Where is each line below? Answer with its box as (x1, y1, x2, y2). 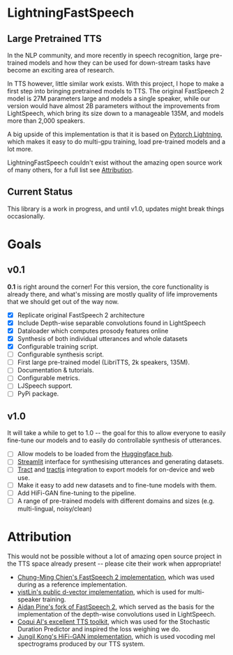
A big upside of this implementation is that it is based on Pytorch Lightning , (7, 130, 223, 138)
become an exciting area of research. (7, 66, 115, 74)
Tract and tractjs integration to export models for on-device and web (17, 465, 215, 474)
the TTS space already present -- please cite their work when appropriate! (7, 559, 222, 568)
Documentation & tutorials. (17, 366, 94, 375)
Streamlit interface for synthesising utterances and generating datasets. (17, 458, 225, 466)
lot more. (7, 145, 33, 153)
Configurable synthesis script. (17, 350, 105, 359)
